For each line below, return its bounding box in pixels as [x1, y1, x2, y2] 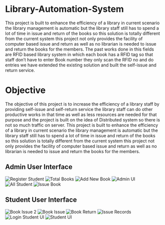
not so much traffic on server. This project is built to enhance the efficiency [5, 122, 158, 128]
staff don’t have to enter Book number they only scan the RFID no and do [5, 56, 154, 62]
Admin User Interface [5, 163, 73, 171]
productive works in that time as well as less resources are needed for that [5, 112, 157, 117]
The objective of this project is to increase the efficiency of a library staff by [5, 101, 160, 107]
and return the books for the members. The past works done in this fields [5, 46, 154, 52]
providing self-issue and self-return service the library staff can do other [5, 106, 153, 112]
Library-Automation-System [5, 3, 124, 15]
